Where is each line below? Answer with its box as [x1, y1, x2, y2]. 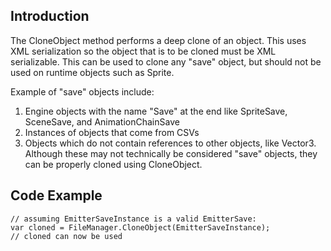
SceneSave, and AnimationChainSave [24, 115, 180, 128]
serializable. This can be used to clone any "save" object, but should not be [10, 55, 322, 68]
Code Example [10, 187, 103, 204]
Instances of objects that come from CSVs [24, 126, 200, 138]
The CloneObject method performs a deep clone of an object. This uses [10, 34, 307, 46]
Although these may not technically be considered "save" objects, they [24, 147, 318, 159]
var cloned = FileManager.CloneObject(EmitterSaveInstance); [10, 222, 271, 233]
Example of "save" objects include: [10, 85, 155, 98]
